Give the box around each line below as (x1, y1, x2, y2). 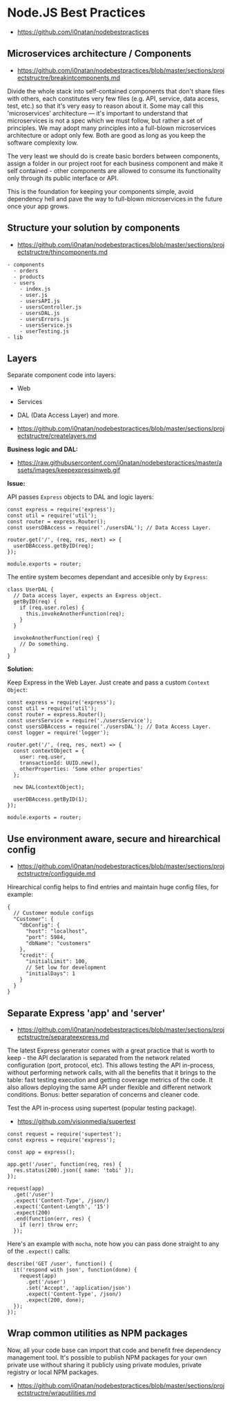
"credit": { (19, 952, 54, 959)
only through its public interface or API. (7, 174, 119, 182)
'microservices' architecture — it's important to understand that (7, 109, 188, 117)
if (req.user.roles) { (19, 604, 85, 612)
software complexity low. (7, 138, 78, 147)
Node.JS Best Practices (7, 5, 146, 21)
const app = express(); (7, 1149, 76, 1156)
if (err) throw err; (19, 1221, 79, 1228)
